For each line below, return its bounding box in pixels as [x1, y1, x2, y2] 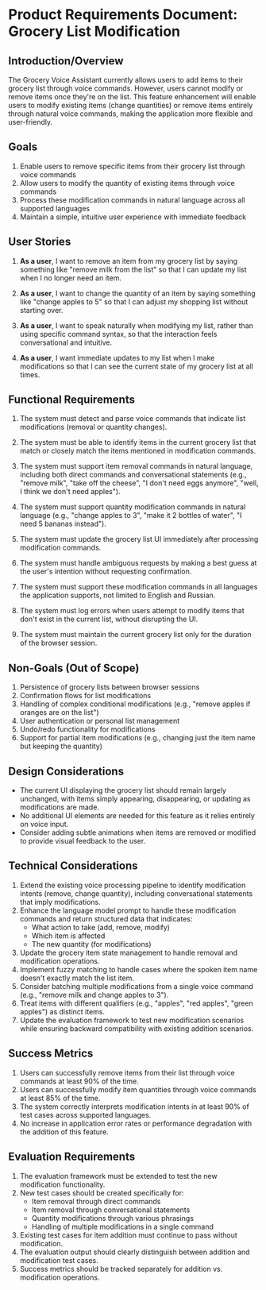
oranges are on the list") [19, 708, 99, 717]
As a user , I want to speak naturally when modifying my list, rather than [19, 320, 254, 330]
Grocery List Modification [8, 22, 181, 41]
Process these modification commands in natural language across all [19, 195, 245, 204]
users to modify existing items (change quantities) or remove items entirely [8, 101, 253, 110]
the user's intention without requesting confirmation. [19, 566, 192, 577]
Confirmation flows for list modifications [19, 691, 152, 701]
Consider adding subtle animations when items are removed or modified [19, 828, 256, 837]
